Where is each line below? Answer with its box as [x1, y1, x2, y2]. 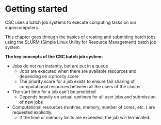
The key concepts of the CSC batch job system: [5, 53, 103, 59]
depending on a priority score [19, 73, 79, 79]
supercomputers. [5, 24, 40, 30]
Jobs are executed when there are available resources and [19, 68, 137, 74]
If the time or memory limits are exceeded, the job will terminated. [19, 114, 151, 120]
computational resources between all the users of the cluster [19, 83, 141, 89]
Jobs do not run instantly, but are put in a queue [12, 63, 108, 69]
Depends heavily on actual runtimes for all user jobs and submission [19, 94, 156, 100]
